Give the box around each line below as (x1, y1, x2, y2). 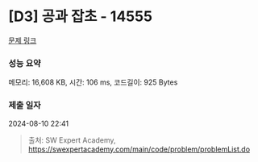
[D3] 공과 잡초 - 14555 (8, 7, 153, 26)
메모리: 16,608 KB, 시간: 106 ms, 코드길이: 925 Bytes (8, 77, 178, 87)
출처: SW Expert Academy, (27, 135, 116, 145)
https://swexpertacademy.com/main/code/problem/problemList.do (27, 144, 251, 154)
